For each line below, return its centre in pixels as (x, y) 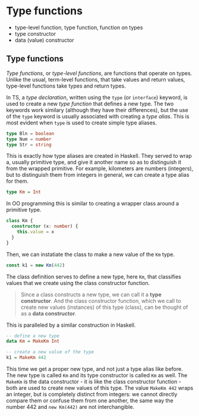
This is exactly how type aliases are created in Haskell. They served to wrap (99, 156)
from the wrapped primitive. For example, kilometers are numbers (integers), (100, 168)
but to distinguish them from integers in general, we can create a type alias (98, 175)
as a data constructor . (48, 313)
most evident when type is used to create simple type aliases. (82, 123)
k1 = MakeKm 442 (26, 358)
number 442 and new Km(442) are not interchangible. (70, 407)
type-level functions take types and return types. (66, 86)
